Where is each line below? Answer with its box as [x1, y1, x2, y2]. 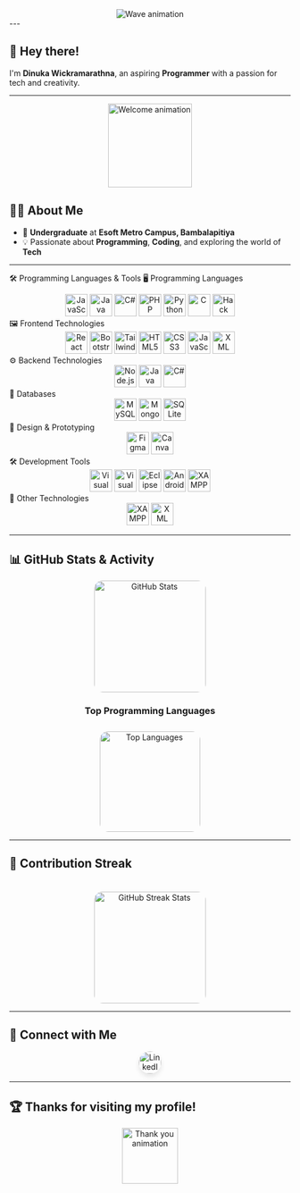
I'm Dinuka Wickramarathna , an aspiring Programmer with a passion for [9, 67, 278, 79]
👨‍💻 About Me [9, 203, 84, 218]
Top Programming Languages [84, 705, 216, 718]
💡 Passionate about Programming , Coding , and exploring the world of [21, 236, 281, 247]
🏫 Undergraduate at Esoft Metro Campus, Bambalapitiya [21, 227, 235, 238]
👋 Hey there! [9, 44, 80, 59]
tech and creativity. [9, 77, 80, 88]
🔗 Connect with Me [9, 1027, 118, 1042]
